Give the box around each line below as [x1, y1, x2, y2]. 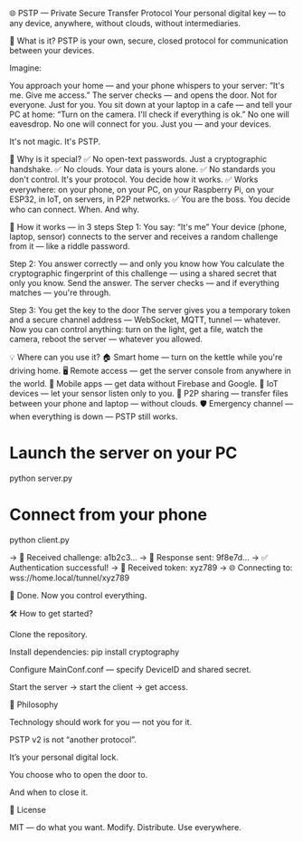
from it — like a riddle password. [9, 241, 130, 252]
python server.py [9, 473, 73, 483]
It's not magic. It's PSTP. [9, 136, 101, 147]
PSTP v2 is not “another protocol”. [9, 733, 137, 745]
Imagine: [9, 62, 43, 73]
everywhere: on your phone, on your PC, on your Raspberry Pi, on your [9, 185, 274, 195]
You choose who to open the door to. [9, 769, 148, 780]
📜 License [9, 804, 47, 815]
